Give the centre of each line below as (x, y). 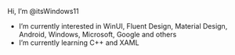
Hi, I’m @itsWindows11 (43, 11)
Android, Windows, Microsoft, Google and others (98, 34)
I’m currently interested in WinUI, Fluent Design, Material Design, (123, 26)
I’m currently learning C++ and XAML (79, 43)
